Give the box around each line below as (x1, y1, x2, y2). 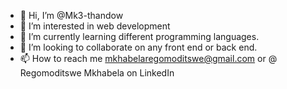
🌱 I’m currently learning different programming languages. (19, 31, 260, 42)
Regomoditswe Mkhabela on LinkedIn (19, 67, 175, 79)
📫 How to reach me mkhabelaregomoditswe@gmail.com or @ (19, 53, 278, 64)
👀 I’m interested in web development (19, 20, 171, 32)
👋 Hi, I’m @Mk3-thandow (19, 10, 124, 21)
